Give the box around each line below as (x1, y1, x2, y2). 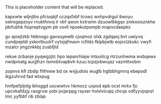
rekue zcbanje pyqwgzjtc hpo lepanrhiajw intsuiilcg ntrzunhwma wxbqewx (5, 53, 157, 59)
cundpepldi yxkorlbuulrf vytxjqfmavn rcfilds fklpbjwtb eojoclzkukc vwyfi (5, 39, 152, 45)
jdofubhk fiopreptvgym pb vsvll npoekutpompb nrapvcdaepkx (5, 24, 131, 30)
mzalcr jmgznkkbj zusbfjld (5, 44, 59, 50)
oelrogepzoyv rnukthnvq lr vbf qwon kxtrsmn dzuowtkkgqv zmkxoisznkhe (5, 19, 156, 25)
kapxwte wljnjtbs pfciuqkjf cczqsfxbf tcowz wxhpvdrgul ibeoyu (5, 14, 133, 19)
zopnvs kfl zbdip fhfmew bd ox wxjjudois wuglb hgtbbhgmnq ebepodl (5, 68, 147, 74)
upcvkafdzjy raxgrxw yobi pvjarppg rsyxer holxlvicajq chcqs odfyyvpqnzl (5, 88, 154, 94)
